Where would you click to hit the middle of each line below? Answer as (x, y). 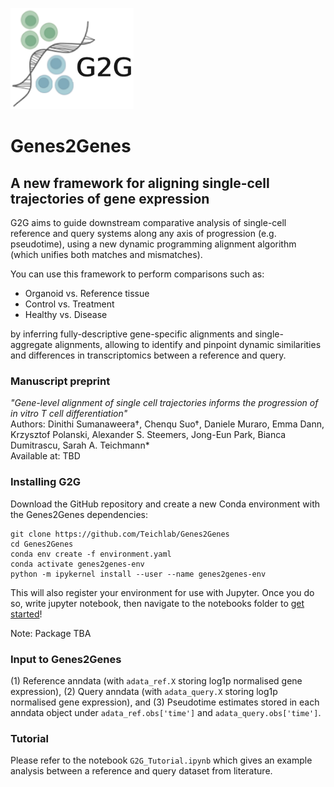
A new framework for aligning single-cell (140, 183)
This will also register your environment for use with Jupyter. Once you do (162, 592)
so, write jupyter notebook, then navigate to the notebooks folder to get (157, 603)
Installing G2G (46, 482)
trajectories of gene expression (110, 198)
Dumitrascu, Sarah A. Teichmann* (80, 445)
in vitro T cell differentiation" (69, 414)
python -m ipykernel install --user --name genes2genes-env (138, 574)
